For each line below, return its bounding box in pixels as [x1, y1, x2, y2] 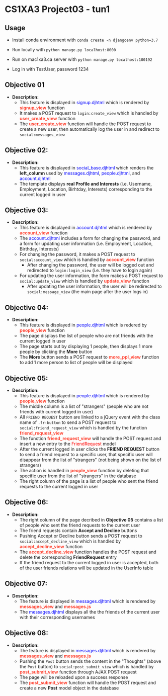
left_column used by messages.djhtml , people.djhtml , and [19, 170, 140, 176]
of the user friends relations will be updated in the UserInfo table [19, 565, 154, 571]
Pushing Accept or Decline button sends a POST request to [19, 533, 143, 539]
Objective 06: [5, 498, 48, 506]
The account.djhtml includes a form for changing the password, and [19, 235, 160, 241]
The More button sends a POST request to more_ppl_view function [19, 354, 159, 360]
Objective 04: [5, 303, 49, 312]
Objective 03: [5, 206, 48, 215]
